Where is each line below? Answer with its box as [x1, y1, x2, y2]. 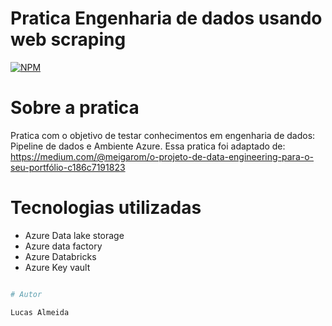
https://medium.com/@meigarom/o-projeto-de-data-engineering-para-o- [10, 150, 315, 162]
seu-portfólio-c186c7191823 [10, 161, 126, 173]
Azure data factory [24, 240, 103, 252]
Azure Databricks [24, 250, 97, 262]
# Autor [10, 289, 43, 299]
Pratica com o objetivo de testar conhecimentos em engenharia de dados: [10, 129, 316, 141]
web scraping [10, 28, 127, 51]
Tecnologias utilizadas [10, 197, 202, 219]
